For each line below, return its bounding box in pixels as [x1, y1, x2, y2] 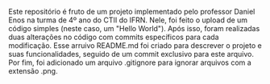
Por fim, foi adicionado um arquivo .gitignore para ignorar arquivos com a [8, 58, 251, 67]
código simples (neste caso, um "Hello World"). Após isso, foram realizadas [8, 24, 260, 33]
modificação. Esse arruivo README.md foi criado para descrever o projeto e [8, 41, 262, 50]
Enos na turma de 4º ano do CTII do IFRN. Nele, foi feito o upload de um [8, 15, 248, 25]
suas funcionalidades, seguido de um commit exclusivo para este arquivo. [8, 50, 254, 58]
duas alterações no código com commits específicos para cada [8, 32, 219, 42]
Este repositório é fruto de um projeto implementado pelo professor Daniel [8, 7, 255, 16]
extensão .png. [8, 66, 58, 75]
